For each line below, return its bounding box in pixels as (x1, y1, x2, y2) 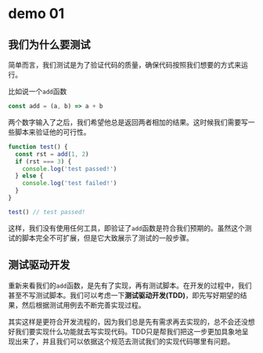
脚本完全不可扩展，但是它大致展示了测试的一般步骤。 (21, 233, 193, 242)
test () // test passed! (8, 208, 86, 216)
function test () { (8, 143, 68, 151)
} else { (15, 172, 44, 180)
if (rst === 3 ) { (15, 158, 72, 166)
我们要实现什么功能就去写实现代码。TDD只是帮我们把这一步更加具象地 (14, 326, 243, 336)
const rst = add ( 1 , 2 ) (15, 150, 89, 158)
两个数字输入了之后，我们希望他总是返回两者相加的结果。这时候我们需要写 (8, 117, 248, 126)
